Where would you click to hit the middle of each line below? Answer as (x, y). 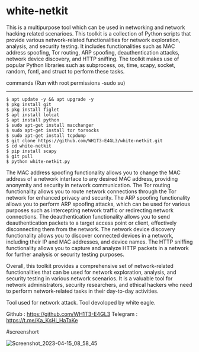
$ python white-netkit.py (38, 161)
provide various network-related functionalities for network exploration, (93, 40)
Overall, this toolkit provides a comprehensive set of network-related (90, 265)
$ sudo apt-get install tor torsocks (53, 130)
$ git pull (20, 156)
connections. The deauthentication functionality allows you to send (88, 216)
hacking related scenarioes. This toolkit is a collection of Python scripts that (99, 33)
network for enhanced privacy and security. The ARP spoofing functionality (98, 197)
